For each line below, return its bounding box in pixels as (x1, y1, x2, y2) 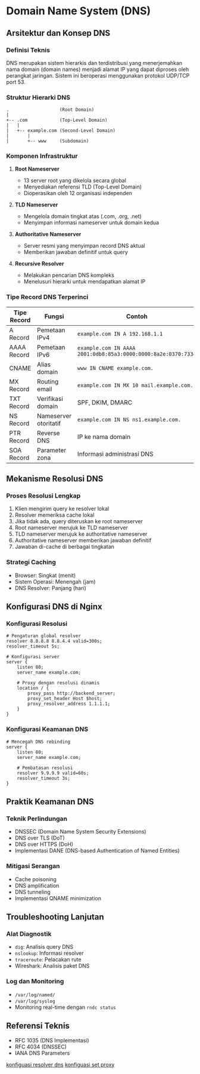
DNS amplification (14, 882, 60, 889)
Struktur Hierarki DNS (6, 93, 70, 101)
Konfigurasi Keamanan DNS (6, 725, 89, 733)
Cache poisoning (14, 875, 57, 882)
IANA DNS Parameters (14, 1049, 70, 1057)
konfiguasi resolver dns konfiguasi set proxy (6, 1061, 115, 1068)
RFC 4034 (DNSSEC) (14, 1043, 67, 1050)
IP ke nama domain (77, 433, 131, 441)
